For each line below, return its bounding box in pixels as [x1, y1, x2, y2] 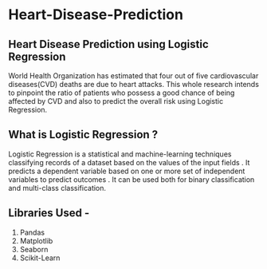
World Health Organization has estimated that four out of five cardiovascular [8, 71, 259, 81]
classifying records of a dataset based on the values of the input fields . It [8, 157, 250, 167]
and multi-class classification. [8, 183, 106, 192]
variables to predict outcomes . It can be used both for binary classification [8, 174, 255, 184]
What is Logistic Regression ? [8, 128, 159, 141]
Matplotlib [19, 235, 53, 245]
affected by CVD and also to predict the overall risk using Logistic [8, 97, 224, 105]
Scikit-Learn [19, 253, 61, 263]
